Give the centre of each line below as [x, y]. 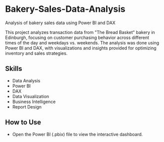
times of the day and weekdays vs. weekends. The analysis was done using [82, 42]
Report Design [27, 106]
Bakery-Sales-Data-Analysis [65, 9]
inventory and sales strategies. [36, 53]
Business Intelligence [34, 102]
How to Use [23, 123]
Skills [14, 69]
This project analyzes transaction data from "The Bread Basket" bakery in [80, 32]
